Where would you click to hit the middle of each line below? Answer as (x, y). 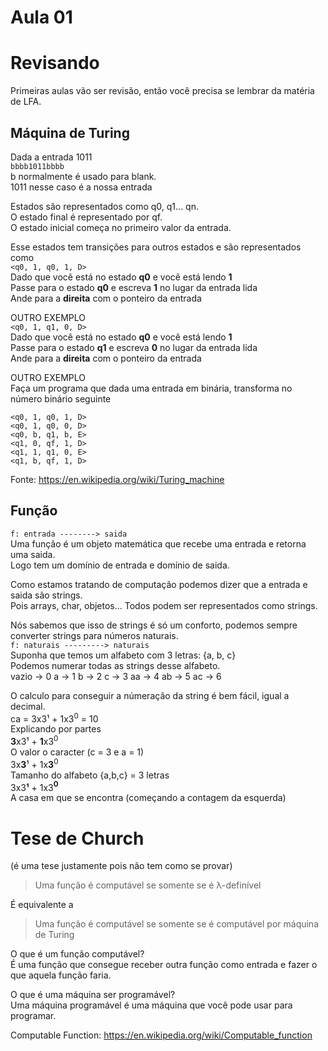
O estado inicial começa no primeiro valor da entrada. (121, 227)
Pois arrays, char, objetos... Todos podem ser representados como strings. (164, 605)
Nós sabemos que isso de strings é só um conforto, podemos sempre (154, 625)
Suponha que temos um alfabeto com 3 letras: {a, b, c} (123, 655)
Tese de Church (77, 838)
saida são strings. (46, 595)
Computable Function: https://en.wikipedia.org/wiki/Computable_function (161, 1035)
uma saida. (33, 554)
